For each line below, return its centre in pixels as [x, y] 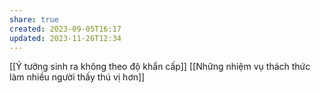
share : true [34, 19]
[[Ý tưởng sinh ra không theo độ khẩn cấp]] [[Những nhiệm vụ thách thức [160, 67]
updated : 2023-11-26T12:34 [65, 38]
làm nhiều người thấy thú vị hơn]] [77, 77]
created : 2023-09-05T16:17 [65, 29]
